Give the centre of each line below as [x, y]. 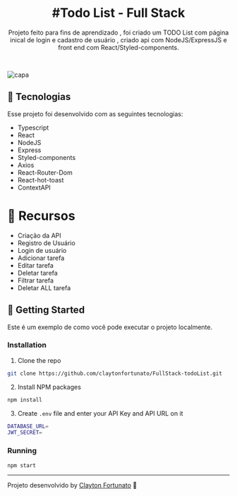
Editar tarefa [36, 265]
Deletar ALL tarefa [44, 287]
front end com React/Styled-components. [119, 47]
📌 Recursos [41, 216]
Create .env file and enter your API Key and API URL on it [100, 413]
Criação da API [39, 235]
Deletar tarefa [37, 273]
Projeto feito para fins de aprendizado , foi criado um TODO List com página [119, 32]
